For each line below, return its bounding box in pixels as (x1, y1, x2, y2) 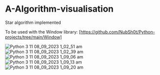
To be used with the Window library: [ (5, 29, 81, 35)
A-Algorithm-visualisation (5, 3, 114, 15)
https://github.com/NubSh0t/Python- (80, 29, 155, 35)
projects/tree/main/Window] (5, 34, 62, 40)
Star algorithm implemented (5, 19, 61, 25)
